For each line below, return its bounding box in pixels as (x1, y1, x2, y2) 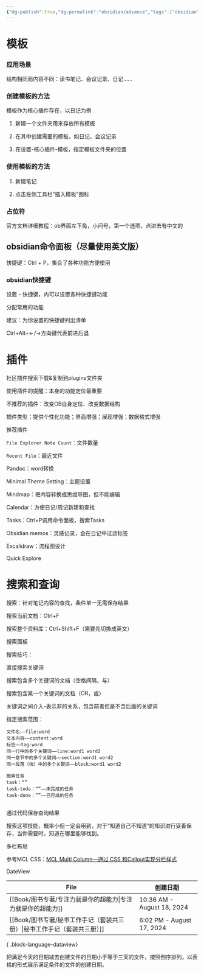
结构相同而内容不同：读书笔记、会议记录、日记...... (6, 75, 133, 83)
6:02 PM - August (139, 916, 192, 924)
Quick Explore (6, 555, 41, 562)
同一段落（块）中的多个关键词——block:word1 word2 (6, 761, 121, 767)
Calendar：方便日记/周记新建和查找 (6, 503, 95, 511)
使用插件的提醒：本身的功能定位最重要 (6, 387, 102, 394)
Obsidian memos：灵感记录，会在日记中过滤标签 (6, 530, 129, 537)
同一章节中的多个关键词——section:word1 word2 (6, 754, 114, 761)
